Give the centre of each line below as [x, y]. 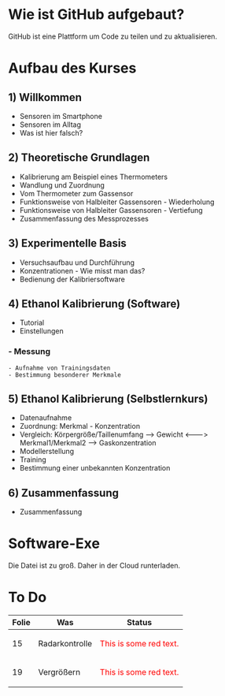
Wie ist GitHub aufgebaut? [96, 15]
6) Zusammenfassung [64, 493]
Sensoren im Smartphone [61, 116]
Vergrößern [59, 672]
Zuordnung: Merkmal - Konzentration [79, 426]
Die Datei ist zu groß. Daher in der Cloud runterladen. [94, 566]
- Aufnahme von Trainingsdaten [59, 368]
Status [139, 623]
